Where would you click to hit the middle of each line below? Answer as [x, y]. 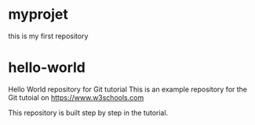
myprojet [38, 14]
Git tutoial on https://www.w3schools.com [76, 97]
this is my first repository [48, 36]
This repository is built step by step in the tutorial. [88, 112]
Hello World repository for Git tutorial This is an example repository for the [128, 89]
